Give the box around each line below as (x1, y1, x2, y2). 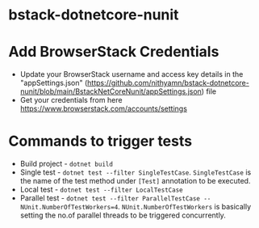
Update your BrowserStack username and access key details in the (19, 70, 244, 79)
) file (201, 87, 217, 96)
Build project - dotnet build (19, 159, 113, 169)
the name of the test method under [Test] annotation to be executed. (19, 176, 251, 186)
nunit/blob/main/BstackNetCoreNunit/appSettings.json (19, 87, 202, 96)
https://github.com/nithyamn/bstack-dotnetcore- (87, 78, 250, 88)
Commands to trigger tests (8, 132, 192, 150)
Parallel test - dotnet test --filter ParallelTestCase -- (19, 193, 211, 203)
